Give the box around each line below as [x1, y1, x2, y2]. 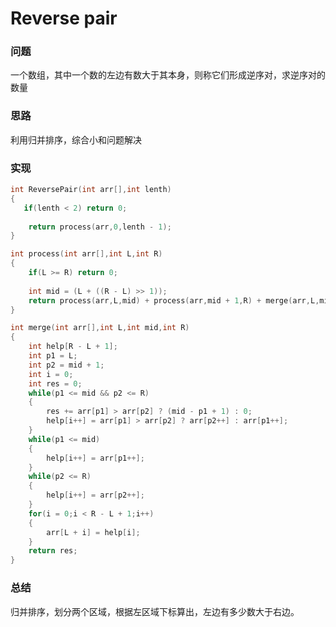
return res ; [28, 546, 78, 556]
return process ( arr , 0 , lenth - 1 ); [28, 222, 172, 232]
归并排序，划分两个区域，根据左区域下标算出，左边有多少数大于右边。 [10, 605, 300, 617]
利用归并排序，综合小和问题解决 [10, 133, 142, 146]
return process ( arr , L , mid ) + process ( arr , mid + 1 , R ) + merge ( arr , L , [28, 295, 320, 306]
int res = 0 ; [28, 378, 83, 389]
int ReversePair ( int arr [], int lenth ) [10, 185, 172, 195]
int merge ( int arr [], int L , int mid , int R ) [10, 323, 190, 333]
